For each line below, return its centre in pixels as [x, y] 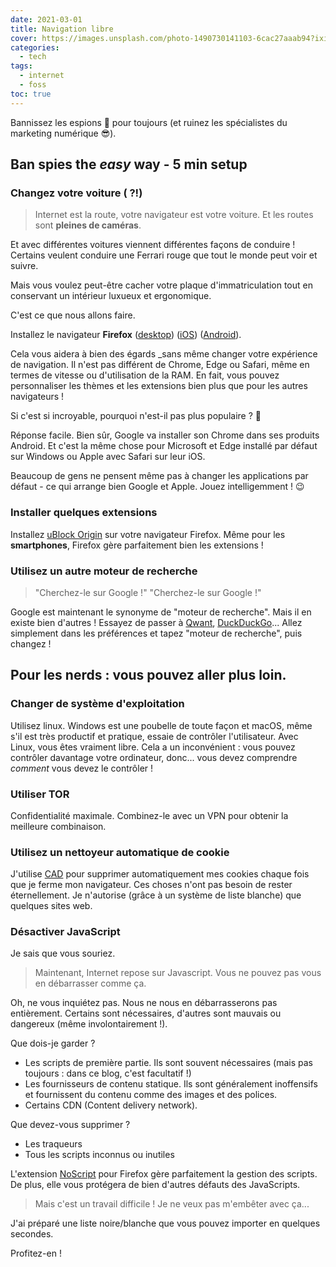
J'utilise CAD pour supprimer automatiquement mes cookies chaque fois [160, 874]
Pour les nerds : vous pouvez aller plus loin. [148, 675]
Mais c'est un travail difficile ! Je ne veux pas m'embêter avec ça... [172, 1204]
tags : [21, 66]
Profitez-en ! [36, 1253]
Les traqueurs [53, 1144]
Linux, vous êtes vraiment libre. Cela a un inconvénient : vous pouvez [153, 747]
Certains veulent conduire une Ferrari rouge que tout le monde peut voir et [164, 255]
